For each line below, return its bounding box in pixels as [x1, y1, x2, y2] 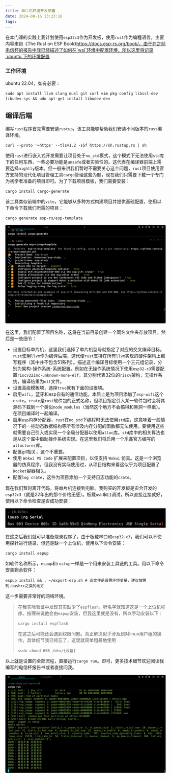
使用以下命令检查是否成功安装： [5, 497, 72, 504]
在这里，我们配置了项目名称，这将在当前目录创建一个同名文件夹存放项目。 [5, 329, 161, 335]
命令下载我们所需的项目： [9, 205, 64, 211]
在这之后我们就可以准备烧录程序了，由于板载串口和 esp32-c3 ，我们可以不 [5, 533, 158, 539]
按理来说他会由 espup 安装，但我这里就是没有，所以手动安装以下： [26, 610, 163, 616]
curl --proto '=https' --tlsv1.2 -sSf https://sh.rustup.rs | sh [5, 143, 147, 148]
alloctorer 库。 [12, 442, 45, 448]
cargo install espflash [17, 621, 69, 626]
